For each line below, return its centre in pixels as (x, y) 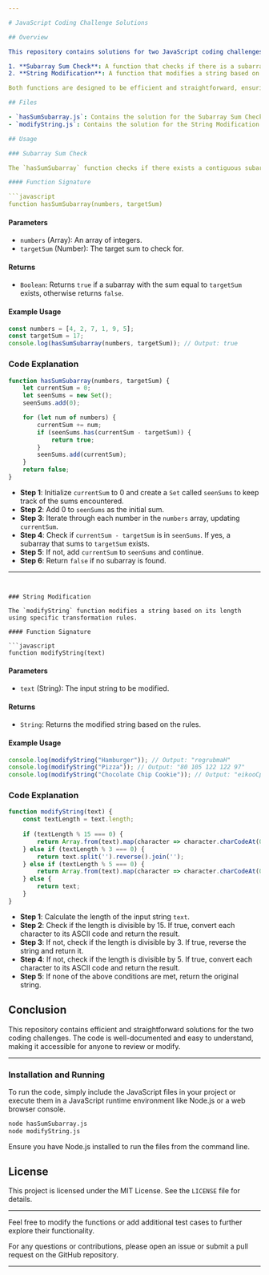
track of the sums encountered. (72, 501)
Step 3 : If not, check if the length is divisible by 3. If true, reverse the (133, 942)
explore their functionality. (51, 1231)
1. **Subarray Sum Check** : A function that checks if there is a (121, 66)
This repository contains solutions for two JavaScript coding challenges (136, 52)
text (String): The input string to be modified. (94, 688)
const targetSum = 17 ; (46, 336)
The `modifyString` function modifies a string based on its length (125, 611)
